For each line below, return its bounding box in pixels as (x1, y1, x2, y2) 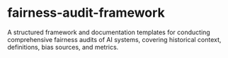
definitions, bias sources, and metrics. (7, 43, 119, 51)
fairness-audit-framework (7, 5, 165, 21)
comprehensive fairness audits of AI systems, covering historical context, (7, 35, 222, 43)
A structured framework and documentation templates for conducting (7, 28, 210, 36)
